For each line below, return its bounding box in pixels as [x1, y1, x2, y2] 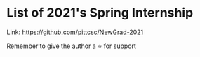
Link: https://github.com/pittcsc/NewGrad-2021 [6, 28, 144, 36]
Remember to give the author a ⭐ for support [6, 42, 136, 50]
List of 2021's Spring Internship [6, 5, 194, 21]
